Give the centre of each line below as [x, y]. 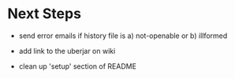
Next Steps [45, 14]
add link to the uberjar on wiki [67, 51]
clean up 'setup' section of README [78, 66]
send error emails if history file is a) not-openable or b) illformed [123, 36]
